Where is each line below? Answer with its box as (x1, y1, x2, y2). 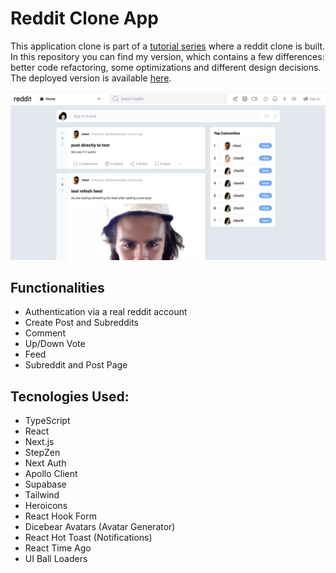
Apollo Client (24, 468, 78, 480)
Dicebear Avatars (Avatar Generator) (24, 521, 176, 533)
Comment (24, 327, 66, 339)
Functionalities (10, 280, 105, 297)
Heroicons (24, 500, 68, 512)
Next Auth (24, 457, 67, 469)
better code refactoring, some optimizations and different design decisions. (10, 61, 322, 73)
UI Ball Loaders (24, 553, 88, 565)
